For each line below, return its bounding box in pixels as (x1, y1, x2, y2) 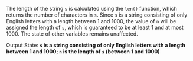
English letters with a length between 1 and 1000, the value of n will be (6, 18, 176, 24)
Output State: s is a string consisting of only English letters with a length (6, 41, 186, 49)
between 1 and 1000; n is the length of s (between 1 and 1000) (6, 48, 161, 55)
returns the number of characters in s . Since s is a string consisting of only (6, 11, 188, 18)
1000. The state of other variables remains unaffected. (6, 30, 139, 37)
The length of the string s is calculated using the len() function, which (6, 5, 177, 12)
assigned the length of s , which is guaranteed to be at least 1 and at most (6, 24, 184, 31)
